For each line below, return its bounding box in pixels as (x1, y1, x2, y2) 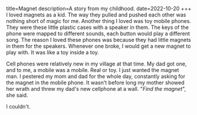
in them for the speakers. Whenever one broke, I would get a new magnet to (6, 42, 191, 50)
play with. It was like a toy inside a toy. (6, 49, 99, 55)
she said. (6, 91, 28, 98)
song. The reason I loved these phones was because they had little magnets (6, 37, 191, 43)
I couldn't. (6, 103, 31, 110)
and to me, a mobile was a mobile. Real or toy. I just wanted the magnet (6, 67, 179, 73)
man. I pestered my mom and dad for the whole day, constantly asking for (6, 73, 186, 80)
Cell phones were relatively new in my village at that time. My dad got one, (6, 60, 187, 67)
